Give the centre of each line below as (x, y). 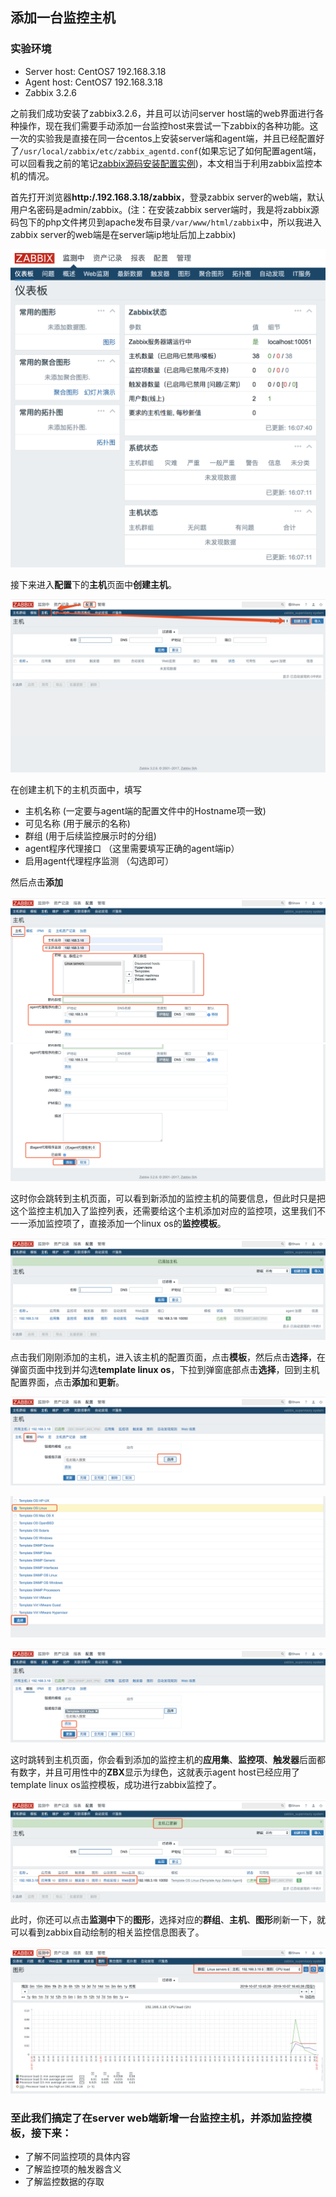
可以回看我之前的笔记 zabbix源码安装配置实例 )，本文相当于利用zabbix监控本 (166, 163)
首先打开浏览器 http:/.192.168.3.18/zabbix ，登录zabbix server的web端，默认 (167, 197)
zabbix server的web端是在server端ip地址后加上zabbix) (123, 234)
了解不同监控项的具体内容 (77, 2157)
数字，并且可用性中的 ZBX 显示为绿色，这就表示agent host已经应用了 (159, 1772)
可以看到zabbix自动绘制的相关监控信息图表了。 (107, 1932)
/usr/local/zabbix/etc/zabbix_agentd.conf (109, 151)
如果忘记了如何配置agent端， (261, 150)
